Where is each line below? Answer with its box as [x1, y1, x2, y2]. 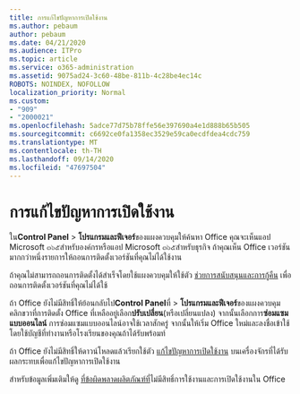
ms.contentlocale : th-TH [9, 146, 102, 155]
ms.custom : [9, 96, 50, 106]
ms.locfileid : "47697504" [9, 163, 106, 172]
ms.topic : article [9, 55, 78, 64]
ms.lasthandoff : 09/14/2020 [9, 154, 115, 164]
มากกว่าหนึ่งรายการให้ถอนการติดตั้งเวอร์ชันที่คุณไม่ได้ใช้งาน [9, 252, 182, 262]
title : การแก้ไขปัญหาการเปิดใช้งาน [9, 13, 108, 22]
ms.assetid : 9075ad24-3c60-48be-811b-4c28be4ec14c [9, 72, 202, 81]
